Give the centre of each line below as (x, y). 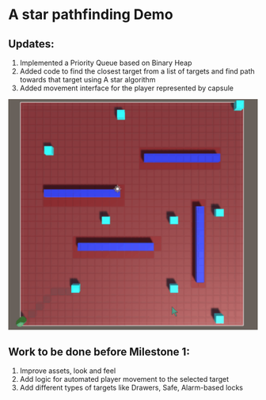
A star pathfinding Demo (91, 15)
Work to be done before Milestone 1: (99, 352)
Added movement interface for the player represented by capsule (127, 88)
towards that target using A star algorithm (87, 80)
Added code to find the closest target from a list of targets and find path (137, 71)
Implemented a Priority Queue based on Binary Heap (106, 63)
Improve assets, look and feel (68, 371)
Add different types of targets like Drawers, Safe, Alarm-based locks (131, 388)
